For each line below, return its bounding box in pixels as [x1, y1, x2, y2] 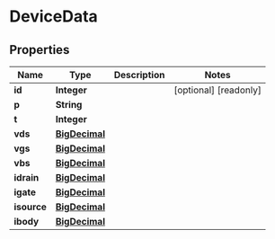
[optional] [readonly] [173, 84, 262, 96]
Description [113, 69, 165, 81]
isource [13, 200, 48, 213]
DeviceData [9, 6, 99, 27]
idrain [13, 172, 40, 183]
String [55, 99, 83, 111]
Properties [9, 42, 70, 58]
